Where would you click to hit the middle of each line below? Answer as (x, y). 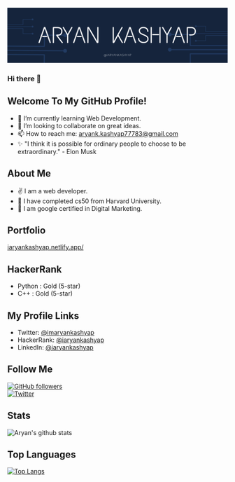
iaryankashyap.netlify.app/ (45, 247)
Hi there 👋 (24, 78)
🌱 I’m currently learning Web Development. (79, 118)
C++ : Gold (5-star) (45, 294)
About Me (29, 173)
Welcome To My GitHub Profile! (77, 101)
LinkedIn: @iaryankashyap (55, 347)
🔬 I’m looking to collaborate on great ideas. (79, 125)
